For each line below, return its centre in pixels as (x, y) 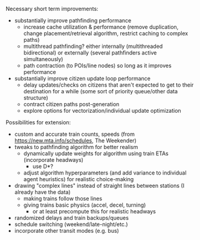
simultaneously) (43, 59)
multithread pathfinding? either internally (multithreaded (93, 46)
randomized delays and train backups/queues (72, 218)
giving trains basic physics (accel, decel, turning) (85, 205)
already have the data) (42, 192)
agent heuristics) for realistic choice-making (79, 179)
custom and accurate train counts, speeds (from (75, 134)
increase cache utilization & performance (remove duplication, (101, 27)
